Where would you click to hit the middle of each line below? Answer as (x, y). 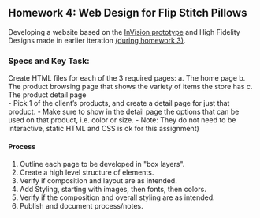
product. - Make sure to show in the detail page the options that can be (124, 112)
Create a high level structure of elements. (87, 172)
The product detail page (47, 95)
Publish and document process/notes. (81, 206)
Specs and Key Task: (49, 61)
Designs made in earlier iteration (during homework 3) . (97, 40)
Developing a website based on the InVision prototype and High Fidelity (124, 32)
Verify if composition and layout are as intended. (98, 181)
